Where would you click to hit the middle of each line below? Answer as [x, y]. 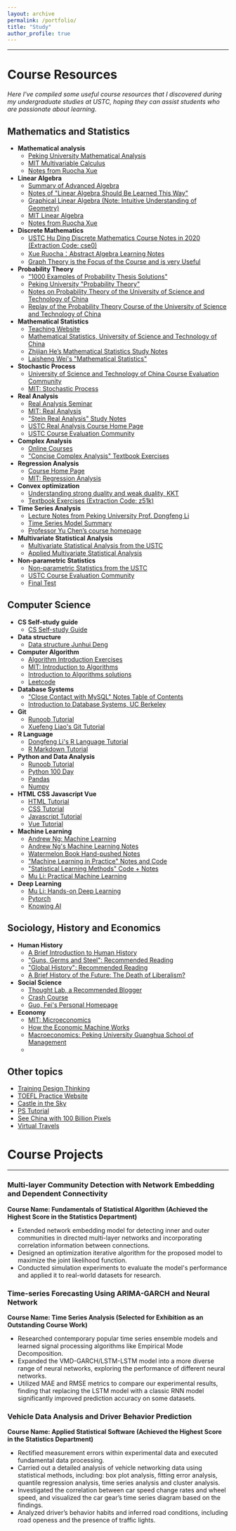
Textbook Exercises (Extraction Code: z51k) [91, 501]
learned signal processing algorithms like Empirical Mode [100, 1346]
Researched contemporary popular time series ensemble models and [117, 1338]
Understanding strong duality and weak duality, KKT [103, 493]
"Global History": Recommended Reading [88, 967]
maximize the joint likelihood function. [72, 1260]
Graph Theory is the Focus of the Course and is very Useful [114, 262]
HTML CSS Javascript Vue [57, 794]
